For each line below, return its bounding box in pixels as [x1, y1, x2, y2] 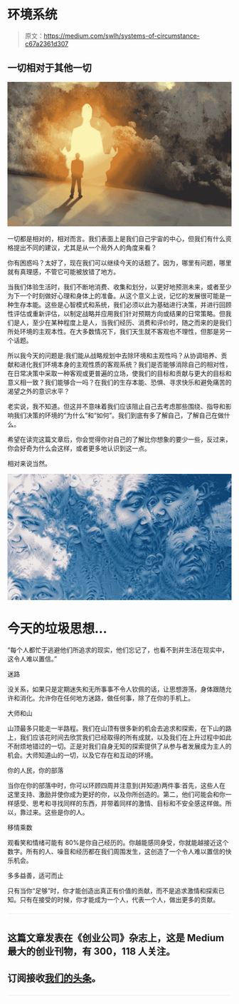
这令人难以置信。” [7, 654, 58, 664]
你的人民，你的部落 [7, 766, 64, 775]
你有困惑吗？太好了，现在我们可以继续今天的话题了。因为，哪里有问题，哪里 [7, 258, 232, 267]
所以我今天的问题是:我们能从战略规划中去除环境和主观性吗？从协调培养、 [7, 351, 222, 360]
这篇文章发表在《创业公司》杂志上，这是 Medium [7, 932, 225, 944]
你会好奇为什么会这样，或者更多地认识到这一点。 [7, 444, 151, 452]
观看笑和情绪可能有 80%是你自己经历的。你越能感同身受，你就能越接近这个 [7, 838, 229, 847]
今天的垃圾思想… [7, 621, 108, 637]
